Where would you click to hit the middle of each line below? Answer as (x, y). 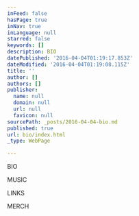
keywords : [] (26, 45)
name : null (29, 97)
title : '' (21, 71)
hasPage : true (27, 20)
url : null (27, 109)
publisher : (23, 90)
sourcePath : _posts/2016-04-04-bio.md (62, 122)
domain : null (32, 103)
